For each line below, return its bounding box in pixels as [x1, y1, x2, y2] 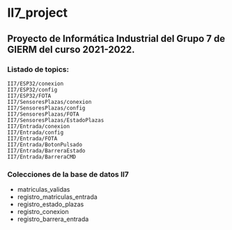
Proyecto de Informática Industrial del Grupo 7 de [7, 33, 226, 45]
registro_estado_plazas [17, 200, 84, 208]
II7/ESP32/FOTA [7, 92, 52, 99]
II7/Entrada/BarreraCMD [7, 153, 77, 160]
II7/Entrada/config [7, 129, 64, 136]
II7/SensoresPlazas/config [7, 105, 86, 112]
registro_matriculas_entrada [17, 193, 98, 201]
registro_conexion [17, 208, 69, 216]
